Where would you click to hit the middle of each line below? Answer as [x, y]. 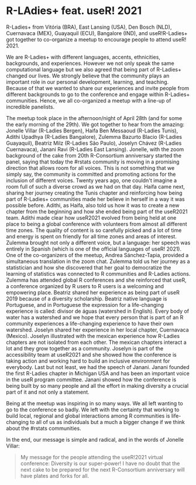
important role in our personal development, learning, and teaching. [87, 82]
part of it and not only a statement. [48, 392]
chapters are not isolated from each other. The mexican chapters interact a [97, 342]
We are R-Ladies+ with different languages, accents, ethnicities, [83, 57]
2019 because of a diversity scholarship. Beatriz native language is [87, 298]
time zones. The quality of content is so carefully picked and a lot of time [94, 230]
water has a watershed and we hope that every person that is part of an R [95, 317]
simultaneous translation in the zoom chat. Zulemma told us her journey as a [98, 261]
